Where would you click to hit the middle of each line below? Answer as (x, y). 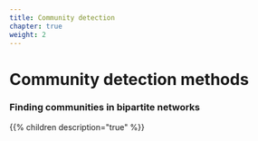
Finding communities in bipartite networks (105, 108)
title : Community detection (62, 18)
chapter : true (36, 26)
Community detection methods (129, 79)
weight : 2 (28, 34)
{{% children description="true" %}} (77, 127)
